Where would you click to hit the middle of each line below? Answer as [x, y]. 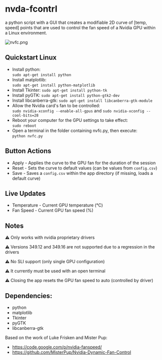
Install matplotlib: [29, 79]
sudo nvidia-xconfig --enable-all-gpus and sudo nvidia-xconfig [78, 111]
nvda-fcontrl [31, 9]
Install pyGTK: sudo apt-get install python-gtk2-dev [66, 95]
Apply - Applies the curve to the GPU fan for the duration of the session [84, 163]
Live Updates [26, 193]
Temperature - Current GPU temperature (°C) [57, 205]
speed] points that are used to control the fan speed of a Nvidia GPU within [80, 27]
